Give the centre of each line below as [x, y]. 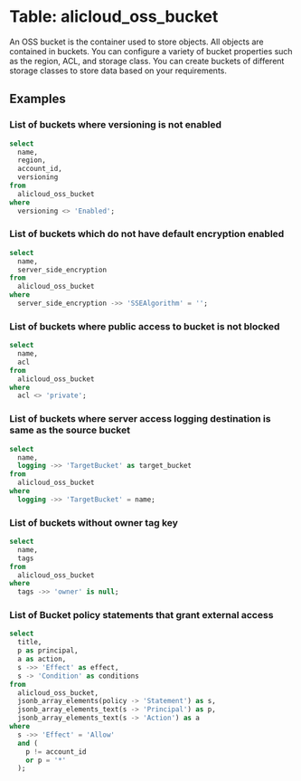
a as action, [42, 659]
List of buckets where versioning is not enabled [116, 125]
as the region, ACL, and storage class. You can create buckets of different [147, 61]
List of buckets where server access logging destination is [140, 419]
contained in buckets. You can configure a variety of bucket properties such [151, 51]
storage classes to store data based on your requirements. [118, 71]
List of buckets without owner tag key [94, 522]
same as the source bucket [70, 430]
